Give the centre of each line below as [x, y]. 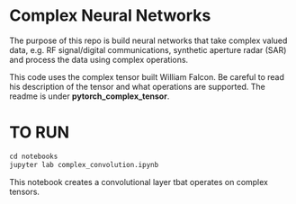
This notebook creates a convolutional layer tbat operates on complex [139, 182]
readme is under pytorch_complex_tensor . [90, 96]
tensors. [25, 191]
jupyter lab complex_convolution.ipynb [84, 164]
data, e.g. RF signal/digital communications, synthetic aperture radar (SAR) [148, 49]
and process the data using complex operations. [99, 59]
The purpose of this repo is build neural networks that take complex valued [148, 40]
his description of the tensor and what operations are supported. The [137, 86]
